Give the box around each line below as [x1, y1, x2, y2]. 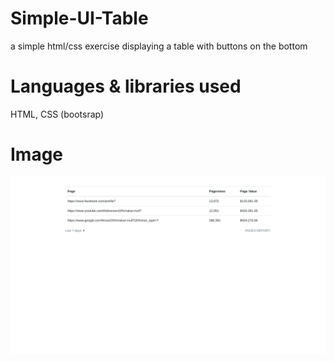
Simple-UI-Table [10, 7, 149, 30]
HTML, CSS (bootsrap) [10, 108, 105, 120]
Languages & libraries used [10, 75, 242, 98]
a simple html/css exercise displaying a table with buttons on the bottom [10, 40, 308, 52]
